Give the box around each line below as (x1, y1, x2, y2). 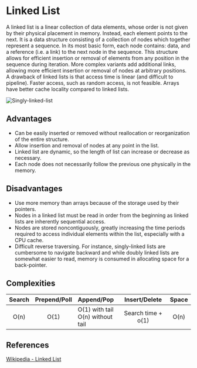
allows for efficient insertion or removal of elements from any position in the (6, 54, 189, 61)
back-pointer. (14, 262, 47, 269)
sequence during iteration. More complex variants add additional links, (6, 60, 176, 68)
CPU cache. (14, 236, 44, 243)
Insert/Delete (124, 295, 162, 304)
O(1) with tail (77, 305, 114, 314)
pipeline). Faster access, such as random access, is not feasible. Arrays (6, 79, 180, 86)
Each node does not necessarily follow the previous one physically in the (14, 160, 191, 167)
